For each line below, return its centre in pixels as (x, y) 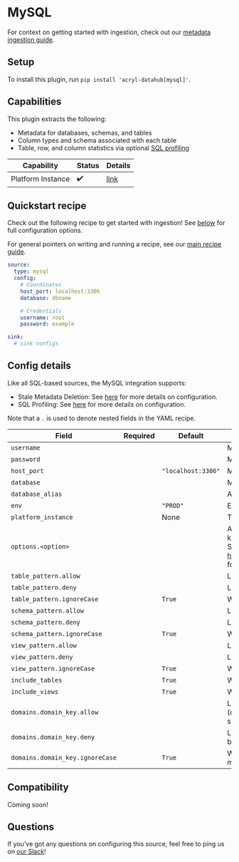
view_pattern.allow (44, 645)
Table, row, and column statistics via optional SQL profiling (103, 147)
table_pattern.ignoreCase (55, 599)
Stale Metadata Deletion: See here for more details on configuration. (118, 397)
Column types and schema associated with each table (97, 140)
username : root (43, 318)
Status (88, 165)
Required (139, 435)
